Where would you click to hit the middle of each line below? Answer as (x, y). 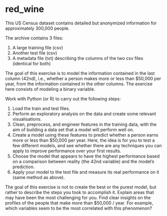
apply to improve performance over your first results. (67, 151)
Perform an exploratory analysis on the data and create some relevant (84, 114)
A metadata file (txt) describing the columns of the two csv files (78, 58)
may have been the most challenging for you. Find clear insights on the (78, 198)
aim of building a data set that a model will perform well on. (73, 129)
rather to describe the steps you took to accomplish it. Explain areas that (80, 192)
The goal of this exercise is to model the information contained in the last (80, 73)
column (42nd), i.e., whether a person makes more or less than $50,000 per (83, 78)
